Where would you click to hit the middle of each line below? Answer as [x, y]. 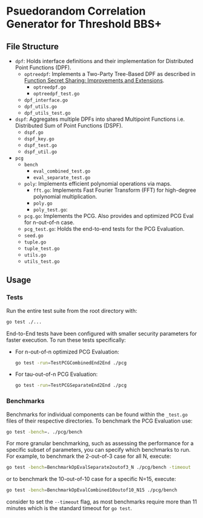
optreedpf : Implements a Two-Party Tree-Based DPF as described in [110, 74]
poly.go [43, 203]
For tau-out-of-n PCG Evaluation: [56, 374]
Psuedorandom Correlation [76, 11]
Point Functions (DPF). [43, 67]
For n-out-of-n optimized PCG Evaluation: [67, 352]
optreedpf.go [50, 87]
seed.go [34, 236]
